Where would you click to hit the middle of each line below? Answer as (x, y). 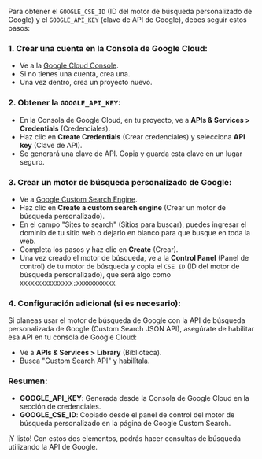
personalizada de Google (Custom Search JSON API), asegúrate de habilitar (131, 329)
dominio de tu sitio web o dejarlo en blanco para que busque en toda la (135, 232)
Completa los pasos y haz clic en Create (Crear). (99, 249)
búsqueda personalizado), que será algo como (95, 274)
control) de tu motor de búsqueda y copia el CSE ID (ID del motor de (129, 266)
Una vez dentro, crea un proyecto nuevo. (86, 83)
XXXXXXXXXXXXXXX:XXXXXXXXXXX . (68, 283)
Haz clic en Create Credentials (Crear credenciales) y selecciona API (132, 136)
